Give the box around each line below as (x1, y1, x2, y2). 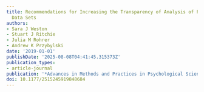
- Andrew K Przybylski (6, 43, 64, 49)
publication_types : (6, 59, 56, 65)
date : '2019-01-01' (6, 48, 56, 54)
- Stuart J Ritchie (6, 31, 56, 38)
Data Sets (12, 15, 36, 21)
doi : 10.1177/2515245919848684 (6, 76, 86, 82)
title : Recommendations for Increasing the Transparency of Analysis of (6, 8, 194, 15)
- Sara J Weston (6, 25, 47, 32)
